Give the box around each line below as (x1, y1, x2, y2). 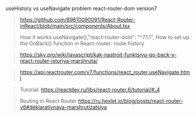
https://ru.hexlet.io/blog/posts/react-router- (78, 97, 183, 104)
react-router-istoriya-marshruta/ (19, 58, 98, 64)
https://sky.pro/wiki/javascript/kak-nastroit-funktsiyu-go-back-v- (19, 51, 177, 58)
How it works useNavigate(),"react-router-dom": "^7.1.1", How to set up (19, 34, 190, 40)
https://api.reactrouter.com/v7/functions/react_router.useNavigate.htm (19, 69, 190, 75)
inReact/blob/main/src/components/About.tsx (19, 23, 130, 29)
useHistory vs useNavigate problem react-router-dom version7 (5, 5, 157, 12)
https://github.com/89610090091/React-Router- (19, 16, 136, 23)
